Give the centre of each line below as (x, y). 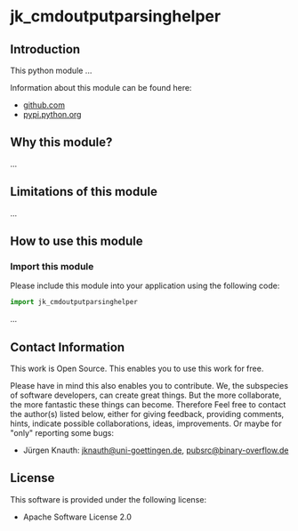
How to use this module (77, 241)
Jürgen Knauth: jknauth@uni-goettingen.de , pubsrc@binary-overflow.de (156, 450)
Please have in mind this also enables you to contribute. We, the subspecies (149, 386)
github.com (44, 105)
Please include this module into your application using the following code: (145, 286)
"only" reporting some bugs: (62, 433)
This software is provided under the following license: (109, 499)
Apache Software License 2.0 (77, 517)
